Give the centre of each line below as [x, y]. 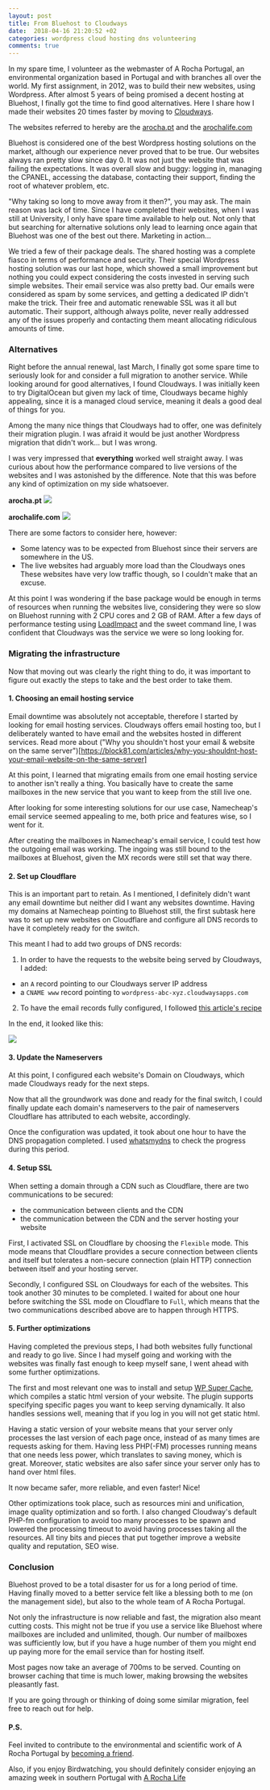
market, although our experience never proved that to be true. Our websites [134, 152]
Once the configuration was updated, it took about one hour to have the [127, 1132]
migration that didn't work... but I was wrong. [83, 443]
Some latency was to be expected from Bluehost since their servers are [139, 549]
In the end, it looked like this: [56, 1024]
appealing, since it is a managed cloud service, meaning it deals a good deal [135, 401]
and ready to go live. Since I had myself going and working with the [120, 1355]
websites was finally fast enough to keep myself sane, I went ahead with [129, 1363]
